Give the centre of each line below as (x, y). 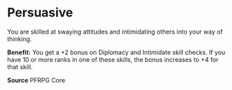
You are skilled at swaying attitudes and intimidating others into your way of (115, 32)
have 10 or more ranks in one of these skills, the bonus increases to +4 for (113, 59)
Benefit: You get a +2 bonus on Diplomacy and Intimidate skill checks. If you (116, 52)
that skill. (20, 67)
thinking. (20, 38)
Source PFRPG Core (36, 80)
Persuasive (40, 13)
